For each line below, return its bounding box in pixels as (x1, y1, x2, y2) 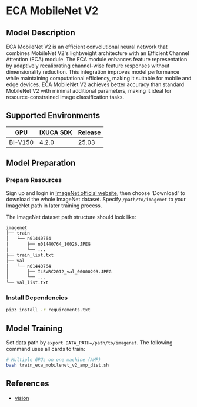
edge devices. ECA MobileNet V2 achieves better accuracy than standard (6, 81, 185, 88)
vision (14, 394, 29, 401)
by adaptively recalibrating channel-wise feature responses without (6, 62, 170, 69)
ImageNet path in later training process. (6, 202, 102, 209)
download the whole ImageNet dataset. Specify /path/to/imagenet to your (6, 196, 186, 203)
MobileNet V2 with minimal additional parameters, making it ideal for (6, 87, 172, 94)
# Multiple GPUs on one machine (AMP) (6, 357, 101, 363)
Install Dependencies (6, 294, 68, 302)
